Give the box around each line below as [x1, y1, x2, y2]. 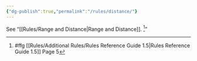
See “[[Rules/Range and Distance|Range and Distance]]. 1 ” [6, 24, 148, 33]
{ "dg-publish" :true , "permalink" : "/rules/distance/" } [6, 8, 138, 15]
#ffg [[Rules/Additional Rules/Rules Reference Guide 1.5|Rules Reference [14, 42, 191, 49]
